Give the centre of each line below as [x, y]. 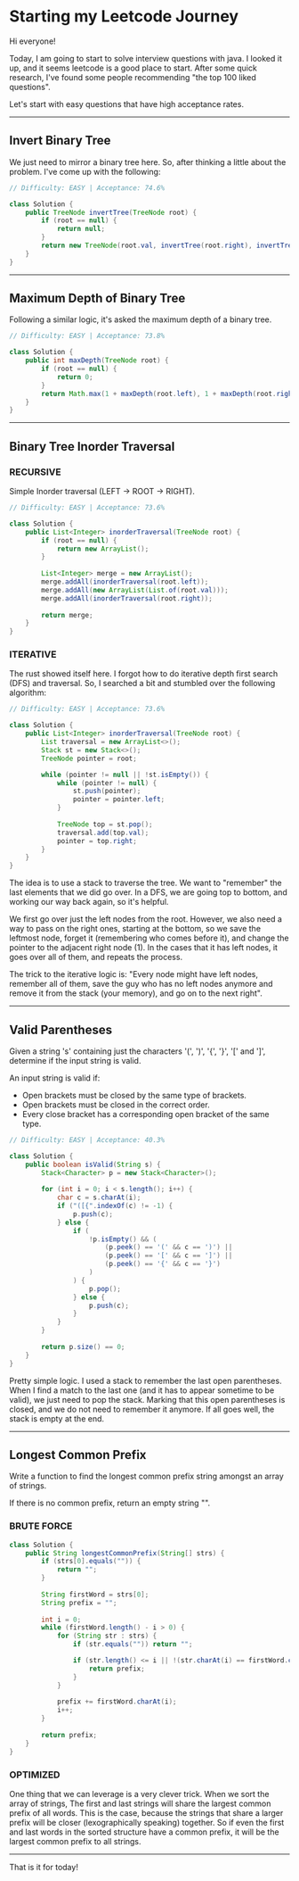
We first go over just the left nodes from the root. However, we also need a [146, 919]
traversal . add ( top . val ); [103, 833]
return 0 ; [75, 377]
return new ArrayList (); [103, 549]
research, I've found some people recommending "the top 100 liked [133, 77]
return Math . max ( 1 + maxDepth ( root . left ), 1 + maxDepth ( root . [159, 394]
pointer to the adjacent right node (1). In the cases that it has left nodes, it [144, 948]
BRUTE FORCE [41, 1526]
